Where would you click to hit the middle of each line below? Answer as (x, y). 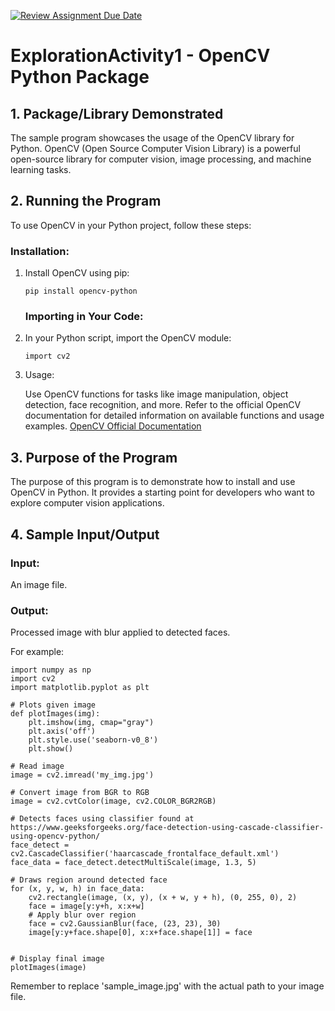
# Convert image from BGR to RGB (80, 793)
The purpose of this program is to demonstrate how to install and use (153, 482)
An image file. (39, 584)
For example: (37, 652)
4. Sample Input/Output (85, 534)
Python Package (80, 77)
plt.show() (51, 749)
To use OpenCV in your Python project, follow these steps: (131, 225)
